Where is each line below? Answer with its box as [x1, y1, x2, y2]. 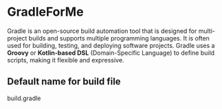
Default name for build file [7, 76, 122, 88]
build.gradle [7, 94, 41, 102]
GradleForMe [7, 4, 84, 20]
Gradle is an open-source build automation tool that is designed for [7, 27, 197, 35]
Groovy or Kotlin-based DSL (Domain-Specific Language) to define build [7, 49, 215, 57]
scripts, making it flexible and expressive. [7, 56, 124, 64]
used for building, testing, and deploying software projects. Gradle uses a [7, 41, 215, 49]
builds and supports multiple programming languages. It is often [28, 34, 210, 42]
